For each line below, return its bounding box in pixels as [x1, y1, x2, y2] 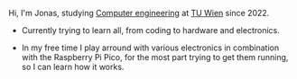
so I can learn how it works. [21, 62, 125, 72]
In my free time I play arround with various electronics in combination [21, 42, 280, 53]
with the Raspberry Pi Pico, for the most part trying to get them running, [21, 52, 289, 62]
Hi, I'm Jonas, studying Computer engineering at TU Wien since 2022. [8, 8, 270, 18]
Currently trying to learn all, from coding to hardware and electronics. [21, 25, 281, 35]
